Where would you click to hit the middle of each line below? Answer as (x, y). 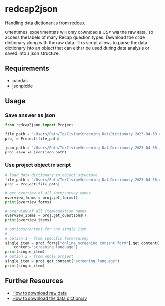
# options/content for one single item (46, 229)
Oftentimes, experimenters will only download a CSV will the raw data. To (79, 32)
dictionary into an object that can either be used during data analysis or (77, 48)
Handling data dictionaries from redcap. (45, 23)
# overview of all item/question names (46, 211)
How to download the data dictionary (50, 298)
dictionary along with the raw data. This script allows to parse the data (76, 42)
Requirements (27, 69)
